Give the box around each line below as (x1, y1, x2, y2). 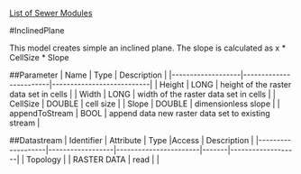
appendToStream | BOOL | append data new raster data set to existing (9, 108, 270, 118)
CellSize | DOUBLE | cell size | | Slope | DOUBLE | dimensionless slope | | (9, 98, 281, 109)
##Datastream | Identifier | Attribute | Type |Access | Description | (9, 135, 254, 145)
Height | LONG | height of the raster (159, 79, 292, 89)
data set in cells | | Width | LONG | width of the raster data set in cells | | (9, 89, 277, 99)
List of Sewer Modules (9, 8, 93, 18)
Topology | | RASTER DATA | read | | (26, 154, 160, 165)
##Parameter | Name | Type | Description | (9, 69, 168, 80)
